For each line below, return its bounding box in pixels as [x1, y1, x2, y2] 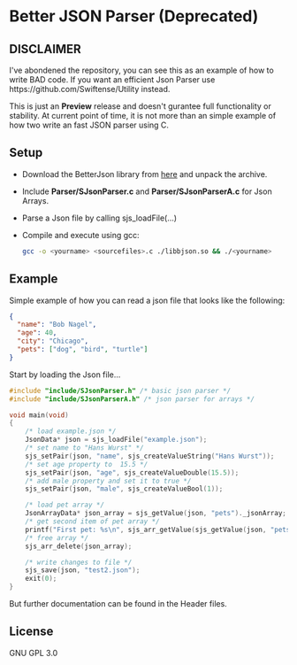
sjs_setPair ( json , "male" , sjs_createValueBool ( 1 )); [25, 484, 224, 493]
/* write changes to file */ [25, 558, 133, 567]
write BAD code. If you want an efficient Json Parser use [9, 74, 216, 85]
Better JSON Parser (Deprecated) [9, 6, 259, 27]
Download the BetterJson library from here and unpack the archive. [21, 168, 268, 179]
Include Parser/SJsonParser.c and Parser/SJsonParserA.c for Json [21, 186, 272, 197]
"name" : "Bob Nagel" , [17, 321, 97, 329]
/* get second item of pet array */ [25, 517, 161, 526]
